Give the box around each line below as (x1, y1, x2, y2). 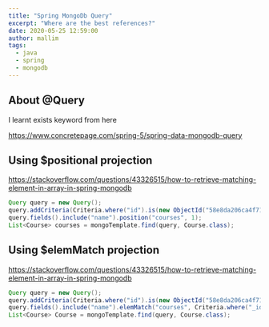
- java (15, 49, 38, 57)
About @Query (8, 94, 86, 107)
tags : (8, 42, 26, 50)
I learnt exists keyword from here (8, 115, 118, 124)
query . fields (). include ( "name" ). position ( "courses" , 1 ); (8, 214, 203, 222)
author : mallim (8, 34, 59, 42)
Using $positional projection (8, 153, 153, 167)
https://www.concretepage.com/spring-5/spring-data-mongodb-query (8, 130, 243, 140)
